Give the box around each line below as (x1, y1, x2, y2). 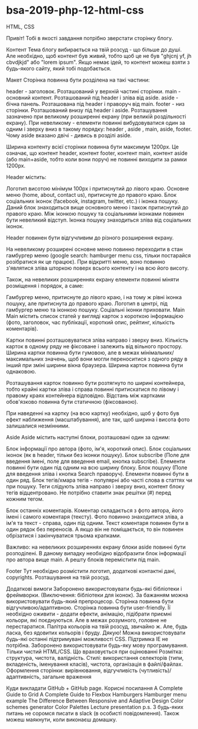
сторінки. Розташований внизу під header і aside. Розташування (6, 106, 167, 114)
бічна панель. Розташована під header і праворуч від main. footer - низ (6, 100, 185, 107)
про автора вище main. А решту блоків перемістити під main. (6, 556, 161, 563)
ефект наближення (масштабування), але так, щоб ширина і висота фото (6, 416, 190, 423)
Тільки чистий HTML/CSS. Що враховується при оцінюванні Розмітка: (6, 648, 183, 655)
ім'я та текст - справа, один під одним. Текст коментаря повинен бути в (6, 519, 189, 526)
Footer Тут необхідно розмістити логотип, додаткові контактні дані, (6, 567, 176, 574)
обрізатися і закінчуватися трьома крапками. (6, 532, 121, 539)
